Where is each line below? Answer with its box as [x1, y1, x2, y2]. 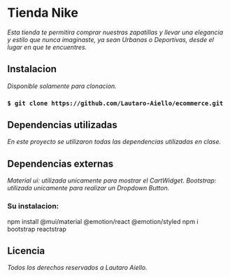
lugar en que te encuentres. [7, 43, 87, 51]
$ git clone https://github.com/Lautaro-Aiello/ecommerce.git [7, 99, 224, 107]
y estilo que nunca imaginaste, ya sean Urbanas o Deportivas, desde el [7, 35, 215, 43]
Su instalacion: [7, 201, 59, 211]
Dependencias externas [7, 157, 114, 169]
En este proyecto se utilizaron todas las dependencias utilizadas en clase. [7, 138, 222, 146]
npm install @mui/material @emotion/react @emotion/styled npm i [7, 217, 199, 225]
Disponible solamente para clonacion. [7, 82, 117, 90]
